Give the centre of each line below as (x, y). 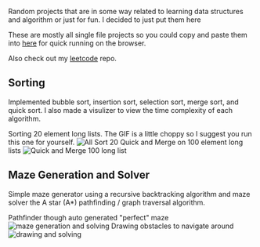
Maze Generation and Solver (79, 175)
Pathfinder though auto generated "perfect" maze (88, 217)
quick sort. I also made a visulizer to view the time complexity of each (121, 110)
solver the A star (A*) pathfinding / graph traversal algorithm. (107, 202)
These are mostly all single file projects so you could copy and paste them (128, 35)
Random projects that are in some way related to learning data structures (126, 11)
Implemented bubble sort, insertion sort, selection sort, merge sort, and (123, 102)
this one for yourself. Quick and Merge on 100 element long (126, 142)
